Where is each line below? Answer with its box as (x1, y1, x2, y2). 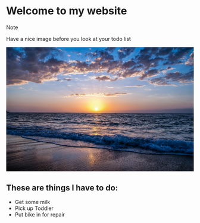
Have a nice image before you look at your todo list (6, 35, 131, 42)
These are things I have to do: (6, 183, 118, 193)
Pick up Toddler (14, 205, 54, 212)
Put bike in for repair (14, 211, 65, 218)
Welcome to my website (6, 4, 127, 18)
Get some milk (14, 199, 51, 206)
